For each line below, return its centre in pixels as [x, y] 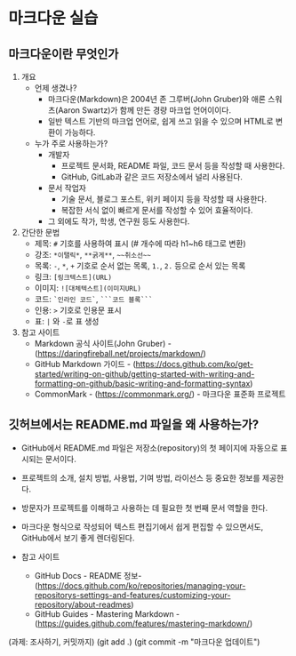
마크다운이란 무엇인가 [64, 54]
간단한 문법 [40, 232]
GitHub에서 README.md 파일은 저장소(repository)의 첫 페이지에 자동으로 [150, 448]
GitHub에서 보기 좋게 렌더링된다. [78, 538]
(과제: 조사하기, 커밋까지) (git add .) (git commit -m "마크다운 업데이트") [134, 642]
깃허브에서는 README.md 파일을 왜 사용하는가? [134, 424]
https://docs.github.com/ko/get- [195, 364]
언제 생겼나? [56, 88]
